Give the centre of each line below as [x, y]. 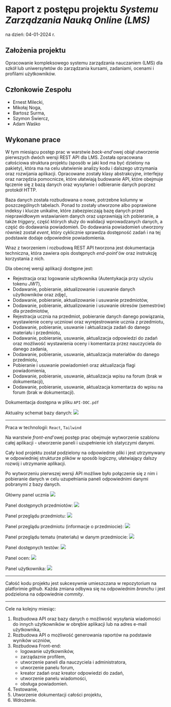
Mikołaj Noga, [27, 107]
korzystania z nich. [25, 258]
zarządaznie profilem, [43, 657]
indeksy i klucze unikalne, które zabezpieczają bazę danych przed [75, 211]
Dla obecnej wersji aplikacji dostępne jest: [49, 269]
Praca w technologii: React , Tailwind [44, 428]
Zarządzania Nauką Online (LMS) [78, 20]
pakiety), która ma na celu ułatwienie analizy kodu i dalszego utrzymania [81, 168]
